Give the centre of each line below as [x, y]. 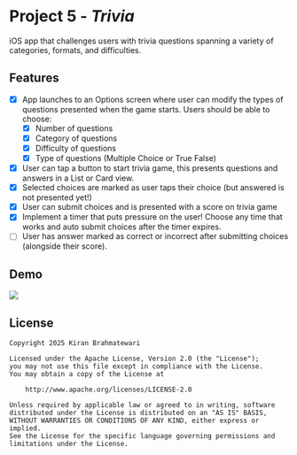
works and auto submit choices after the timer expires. [121, 227]
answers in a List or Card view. [78, 178]
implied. [25, 428]
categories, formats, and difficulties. [75, 50]
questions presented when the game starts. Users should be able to [146, 109]
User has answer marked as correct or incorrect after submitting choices [155, 236]
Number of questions [74, 128]
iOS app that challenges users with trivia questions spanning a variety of [141, 41]
